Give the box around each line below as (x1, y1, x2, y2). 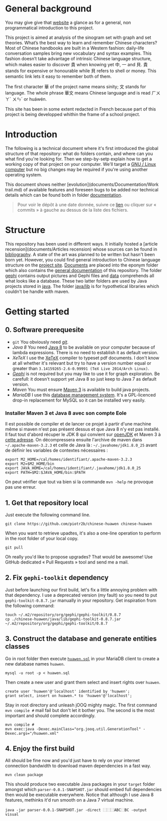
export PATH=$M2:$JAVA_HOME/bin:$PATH (5, 470, 85, 475)
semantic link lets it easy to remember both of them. (5, 73, 112, 79)
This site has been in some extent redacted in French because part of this (5, 106, 156, 112)
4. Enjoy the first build (5, 744, 75, 753)
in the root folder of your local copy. (5, 535, 79, 541)
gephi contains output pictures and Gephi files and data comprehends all (5, 273, 155, 278)
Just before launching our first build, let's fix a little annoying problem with (5, 586, 158, 593)
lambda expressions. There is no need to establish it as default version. (12, 349, 159, 355)
